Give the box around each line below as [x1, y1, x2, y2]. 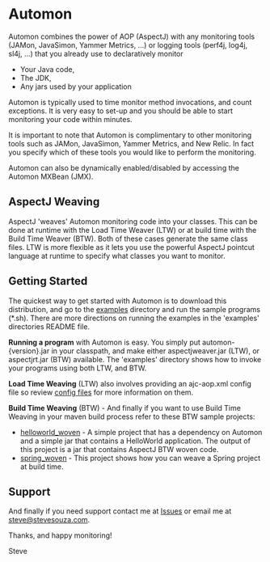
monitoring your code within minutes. [8, 114, 133, 124]
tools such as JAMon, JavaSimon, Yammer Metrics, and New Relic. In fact [8, 138, 255, 148]
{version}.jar [8, 345, 50, 356]
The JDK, [19, 73, 52, 82]
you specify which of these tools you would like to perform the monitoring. [8, 147, 256, 157]
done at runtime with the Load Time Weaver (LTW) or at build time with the [8, 225, 257, 235]
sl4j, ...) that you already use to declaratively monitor [8, 49, 184, 58]
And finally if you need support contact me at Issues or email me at [8, 506, 232, 516]
